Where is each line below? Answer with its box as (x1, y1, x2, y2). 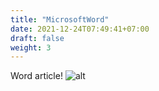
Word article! (10, 70, 63, 82)
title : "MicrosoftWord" (10, 14, 110, 25)
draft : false (10, 33, 65, 43)
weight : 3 (10, 42, 52, 53)
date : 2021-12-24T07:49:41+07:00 (10, 24, 150, 34)
